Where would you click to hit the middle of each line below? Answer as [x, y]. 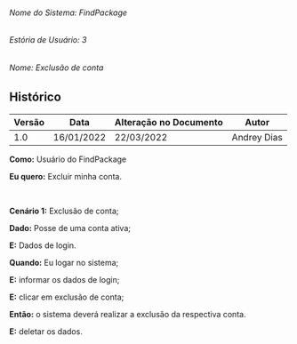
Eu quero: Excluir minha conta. [66, 176]
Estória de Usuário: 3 [48, 40]
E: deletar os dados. [46, 331]
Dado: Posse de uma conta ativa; [70, 228]
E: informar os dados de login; [64, 279]
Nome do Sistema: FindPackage [68, 12]
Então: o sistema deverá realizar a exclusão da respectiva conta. [128, 314]
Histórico [36, 97]
